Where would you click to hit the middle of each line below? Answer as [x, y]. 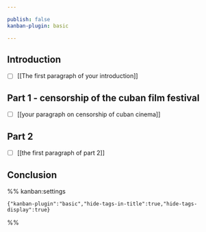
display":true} [29, 209]
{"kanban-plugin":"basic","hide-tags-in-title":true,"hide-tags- [102, 204]
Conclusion [32, 175]
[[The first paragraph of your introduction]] [77, 76]
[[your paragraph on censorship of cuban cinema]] [89, 114]
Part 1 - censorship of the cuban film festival [103, 98]
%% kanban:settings [37, 191]
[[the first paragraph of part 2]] [61, 153]
